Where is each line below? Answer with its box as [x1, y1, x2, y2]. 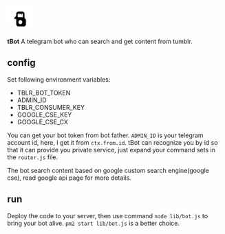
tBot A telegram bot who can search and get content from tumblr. [7, 37, 193, 45]
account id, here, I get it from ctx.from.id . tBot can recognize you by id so [7, 138, 218, 146]
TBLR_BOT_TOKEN [17, 89, 71, 97]
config [7, 57, 36, 69]
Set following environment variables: [7, 75, 111, 84]
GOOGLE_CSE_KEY [17, 110, 72, 119]
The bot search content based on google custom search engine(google [7, 166, 210, 174]
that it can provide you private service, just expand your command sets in [7, 145, 215, 154]
